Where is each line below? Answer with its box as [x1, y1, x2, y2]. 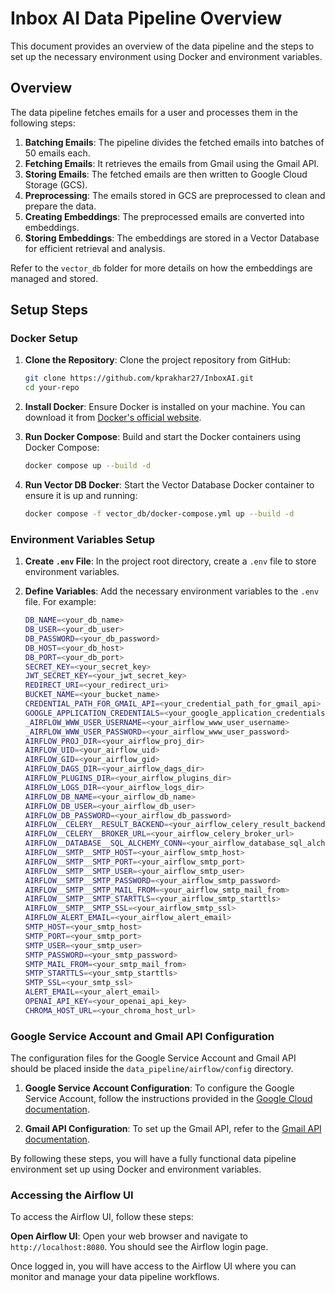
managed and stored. [10, 272, 99, 284]
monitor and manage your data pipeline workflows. [10, 1271, 220, 1283]
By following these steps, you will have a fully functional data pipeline [10, 1153, 297, 1165]
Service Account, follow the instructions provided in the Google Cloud [24, 1093, 313, 1105]
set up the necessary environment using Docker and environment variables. [10, 50, 323, 62]
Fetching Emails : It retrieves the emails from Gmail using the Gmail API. [24, 157, 320, 169]
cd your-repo [24, 383, 80, 393]
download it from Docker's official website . [24, 412, 202, 424]
